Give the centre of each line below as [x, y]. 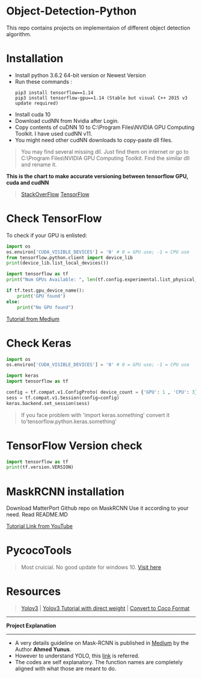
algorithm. [19, 34]
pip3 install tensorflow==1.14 [54, 93]
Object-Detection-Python [72, 11]
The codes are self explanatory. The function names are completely [99, 662]
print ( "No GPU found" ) [45, 307]
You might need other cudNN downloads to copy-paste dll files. [94, 140]
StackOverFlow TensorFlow [55, 194]
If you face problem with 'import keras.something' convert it [95, 415]
